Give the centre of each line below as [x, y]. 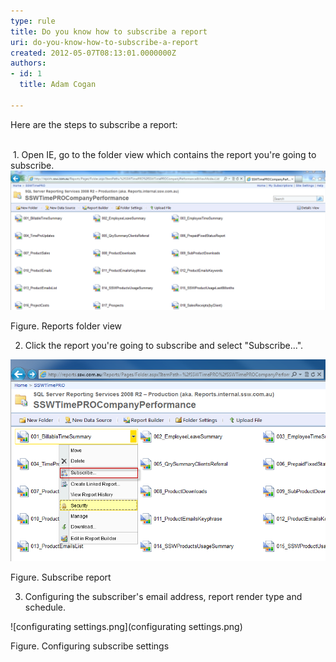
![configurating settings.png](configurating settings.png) [126, 627]
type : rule [33, 21]
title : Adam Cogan [58, 85]
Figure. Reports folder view [66, 326]
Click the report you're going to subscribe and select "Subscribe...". [164, 346]
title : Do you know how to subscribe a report [109, 31]
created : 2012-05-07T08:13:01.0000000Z [93, 53]
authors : [28, 63]
